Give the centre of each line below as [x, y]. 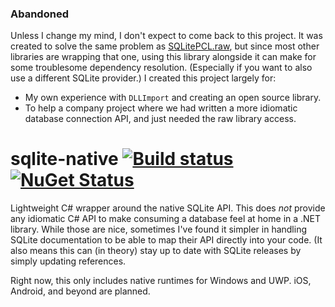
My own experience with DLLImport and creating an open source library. [173, 98]
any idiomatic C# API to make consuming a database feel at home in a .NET [166, 219]
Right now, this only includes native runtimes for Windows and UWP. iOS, [161, 281]
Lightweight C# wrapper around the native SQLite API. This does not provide [168, 208]
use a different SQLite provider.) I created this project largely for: [143, 78]
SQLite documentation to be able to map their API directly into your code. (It [166, 240]
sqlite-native [64, 159]
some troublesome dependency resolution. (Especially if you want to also [161, 68]
